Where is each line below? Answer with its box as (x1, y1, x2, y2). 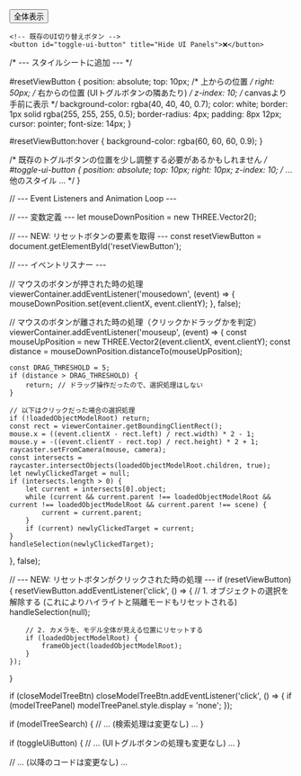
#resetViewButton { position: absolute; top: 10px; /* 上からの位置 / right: (9, 76, 275, 86)
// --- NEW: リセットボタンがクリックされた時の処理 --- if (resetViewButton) (9, 575, 292, 584)
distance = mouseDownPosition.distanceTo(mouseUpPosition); (9, 346, 243, 356)
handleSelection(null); (9, 607, 91, 617)
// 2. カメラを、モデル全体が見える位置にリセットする (25, 626, 204, 635)
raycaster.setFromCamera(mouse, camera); (9, 445, 167, 454)
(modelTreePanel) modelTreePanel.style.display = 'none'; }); (9, 700, 233, 710)
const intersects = (9, 453, 83, 462)
